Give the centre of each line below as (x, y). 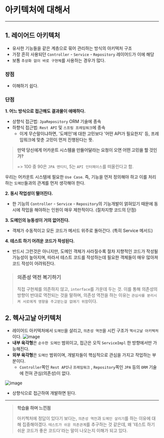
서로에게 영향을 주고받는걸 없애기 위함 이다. (60, 301)
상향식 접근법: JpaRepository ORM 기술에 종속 (57, 121)
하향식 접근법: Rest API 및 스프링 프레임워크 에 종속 (59, 128)
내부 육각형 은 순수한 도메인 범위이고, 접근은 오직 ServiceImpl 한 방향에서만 (82, 343)
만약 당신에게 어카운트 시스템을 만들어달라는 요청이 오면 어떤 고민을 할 (82, 150)
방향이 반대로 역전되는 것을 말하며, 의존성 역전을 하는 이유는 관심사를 (81, 295)
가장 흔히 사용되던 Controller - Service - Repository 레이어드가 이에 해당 (83, 54)
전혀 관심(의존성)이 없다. (48, 373)
